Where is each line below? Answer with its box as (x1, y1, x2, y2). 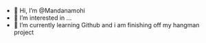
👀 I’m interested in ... (13, 14, 72, 22)
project (13, 28, 34, 36)
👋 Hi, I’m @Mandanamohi (13, 7, 86, 14)
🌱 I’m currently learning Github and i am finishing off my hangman (13, 21, 200, 29)
